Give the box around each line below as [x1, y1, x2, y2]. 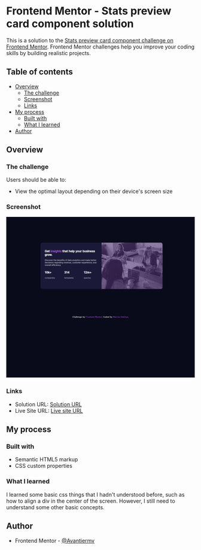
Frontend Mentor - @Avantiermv [14, 537, 95, 544]
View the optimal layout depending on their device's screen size [14, 188, 173, 195]
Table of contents [6, 67, 73, 77]
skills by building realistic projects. [6, 49, 91, 56]
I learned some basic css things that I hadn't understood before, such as [6, 491, 185, 498]
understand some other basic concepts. [6, 503, 105, 510]
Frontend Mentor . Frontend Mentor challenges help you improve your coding [6, 43, 195, 50]
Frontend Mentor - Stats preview [6, 4, 172, 18]
